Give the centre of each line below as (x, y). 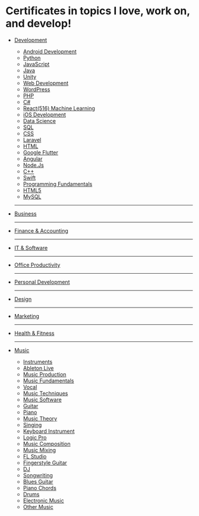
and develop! (39, 23)
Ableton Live (38, 368)
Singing (32, 425)
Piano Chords (40, 487)
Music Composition (47, 444)
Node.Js (33, 165)
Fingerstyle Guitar (45, 463)
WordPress (37, 89)
